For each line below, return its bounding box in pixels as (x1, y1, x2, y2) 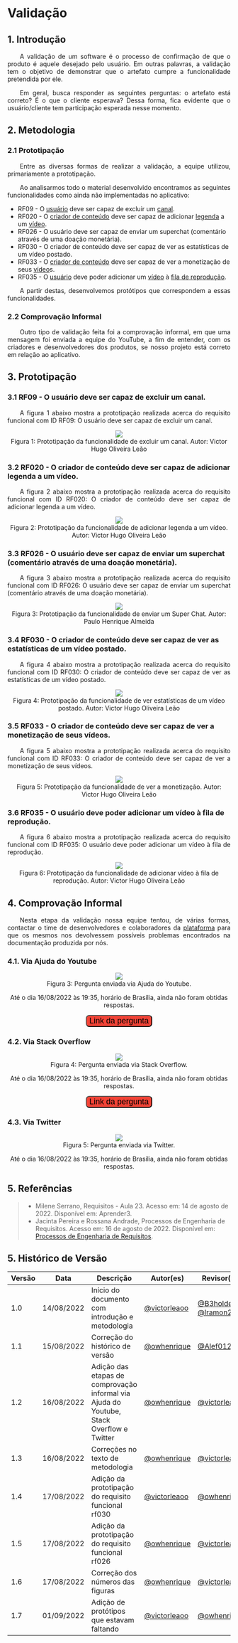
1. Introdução (7, 33, 66, 46)
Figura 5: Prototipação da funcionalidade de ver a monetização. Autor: (16, 782, 222, 791)
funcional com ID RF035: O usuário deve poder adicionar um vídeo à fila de (7, 841, 231, 849)
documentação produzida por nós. (7, 938, 108, 947)
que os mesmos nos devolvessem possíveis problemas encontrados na (7, 930, 231, 940)
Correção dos (91, 1568, 137, 1578)
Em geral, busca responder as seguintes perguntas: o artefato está (20, 89, 231, 97)
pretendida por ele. (7, 75, 63, 83)
